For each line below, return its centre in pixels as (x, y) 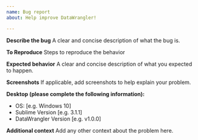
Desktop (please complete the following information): (76, 94)
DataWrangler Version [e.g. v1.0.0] (58, 119)
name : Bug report (28, 12)
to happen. (20, 70)
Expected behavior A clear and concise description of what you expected (99, 64)
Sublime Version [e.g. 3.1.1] (48, 112)
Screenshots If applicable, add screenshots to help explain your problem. (99, 82)
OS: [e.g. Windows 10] (43, 106)
